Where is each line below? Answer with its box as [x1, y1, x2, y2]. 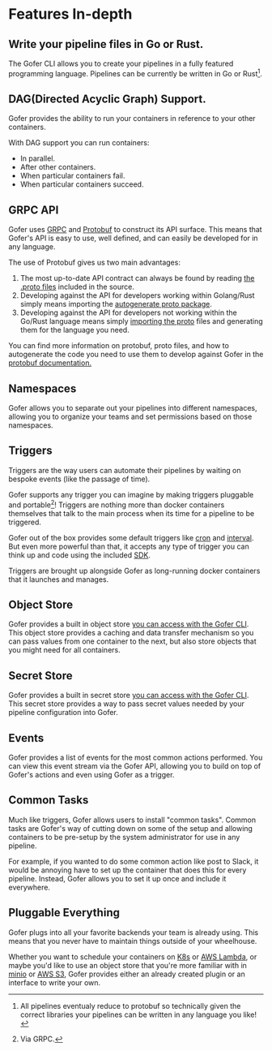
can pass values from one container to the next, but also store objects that [8, 636, 257, 646]
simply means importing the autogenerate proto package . [19, 299, 213, 309]
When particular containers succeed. [19, 179, 144, 189]
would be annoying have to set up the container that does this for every [8, 865, 247, 875]
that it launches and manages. [8, 574, 109, 584]
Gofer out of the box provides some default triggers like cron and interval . [8, 532, 254, 542]
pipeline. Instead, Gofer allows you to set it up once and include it [8, 873, 227, 883]
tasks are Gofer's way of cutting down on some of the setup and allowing [8, 823, 253, 833]
